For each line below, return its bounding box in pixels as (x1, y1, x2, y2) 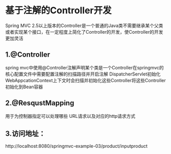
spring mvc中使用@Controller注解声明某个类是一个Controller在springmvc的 (5, 64, 164, 70)
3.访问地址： (5, 129, 46, 138)
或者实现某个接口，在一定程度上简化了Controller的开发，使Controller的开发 (5, 29, 163, 35)
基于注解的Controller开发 (5, 5, 112, 16)
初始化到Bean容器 (5, 84, 43, 90)
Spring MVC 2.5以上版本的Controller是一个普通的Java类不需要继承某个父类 (5, 22, 163, 29)
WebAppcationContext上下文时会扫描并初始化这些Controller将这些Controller (5, 77, 166, 83)
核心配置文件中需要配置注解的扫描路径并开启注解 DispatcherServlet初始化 (5, 71, 161, 77)
